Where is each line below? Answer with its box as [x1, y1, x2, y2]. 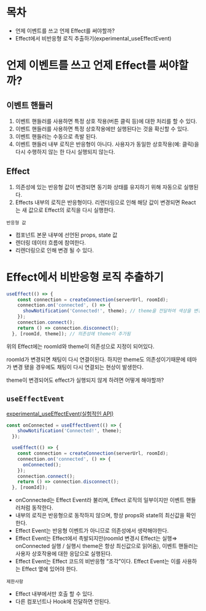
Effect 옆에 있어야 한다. [21, 565, 78, 573]
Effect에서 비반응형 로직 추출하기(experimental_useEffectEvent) [15, 34, 172, 42]
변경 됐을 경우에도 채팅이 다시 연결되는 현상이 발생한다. [12, 363, 144, 371]
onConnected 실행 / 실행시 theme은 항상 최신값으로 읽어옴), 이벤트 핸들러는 [15, 542, 199, 550]
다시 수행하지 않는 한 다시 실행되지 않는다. [15, 148, 115, 155]
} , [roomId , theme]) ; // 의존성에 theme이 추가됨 [12, 330, 131, 337]
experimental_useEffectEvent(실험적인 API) [6, 410, 114, 417]
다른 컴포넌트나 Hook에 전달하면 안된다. [15, 598, 111, 605]
